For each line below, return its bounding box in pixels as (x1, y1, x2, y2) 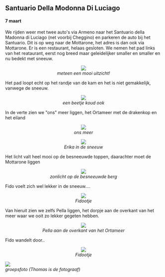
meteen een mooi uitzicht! (57, 70, 110, 76)
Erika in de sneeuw (64, 144, 103, 150)
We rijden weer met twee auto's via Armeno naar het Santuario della (5, 29, 145, 35)
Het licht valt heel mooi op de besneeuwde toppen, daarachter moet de (5, 153, 152, 159)
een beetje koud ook (62, 100, 105, 106)
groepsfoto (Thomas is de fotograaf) (5, 266, 81, 272)
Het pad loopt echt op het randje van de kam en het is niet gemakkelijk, (5, 80, 151, 86)
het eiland (5, 115, 26, 121)
